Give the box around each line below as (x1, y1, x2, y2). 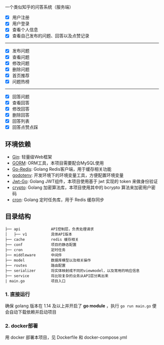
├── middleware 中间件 (5, 253, 62, 257)
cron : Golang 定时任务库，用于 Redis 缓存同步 (12, 197, 104, 203)
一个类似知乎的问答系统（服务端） (5, 4, 74, 10)
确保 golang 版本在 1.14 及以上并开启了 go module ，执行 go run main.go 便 (5, 303, 157, 309)
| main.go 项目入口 (5, 278, 66, 283)
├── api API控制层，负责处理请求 (5, 227, 94, 231)
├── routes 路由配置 (5, 263, 66, 268)
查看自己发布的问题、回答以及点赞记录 (12, 33, 89, 39)
